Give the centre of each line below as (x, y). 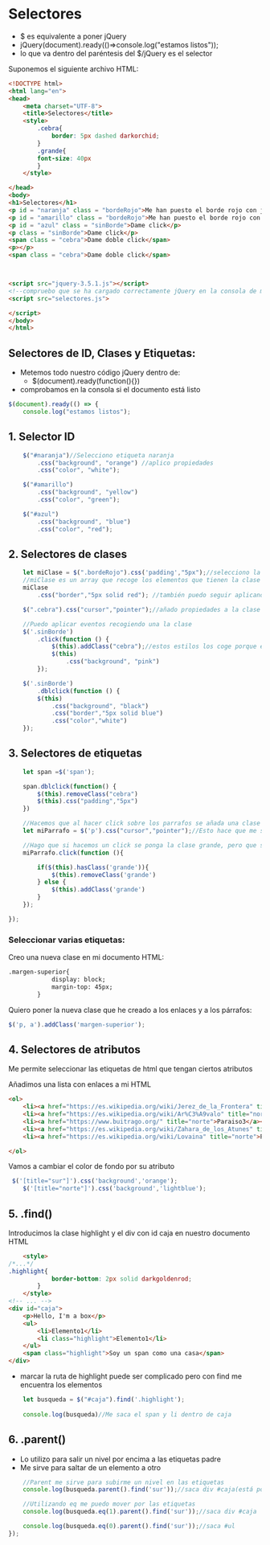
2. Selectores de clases (68, 554)
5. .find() (31, 1213)
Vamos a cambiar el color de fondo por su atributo (92, 1166)
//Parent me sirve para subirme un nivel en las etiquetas (124, 1482)
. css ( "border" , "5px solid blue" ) (107, 713)
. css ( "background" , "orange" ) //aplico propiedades (126, 463)
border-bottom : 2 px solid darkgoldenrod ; (122, 1279)
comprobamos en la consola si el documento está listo (110, 390)
